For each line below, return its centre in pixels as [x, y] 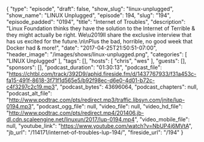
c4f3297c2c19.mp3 [31, 87]
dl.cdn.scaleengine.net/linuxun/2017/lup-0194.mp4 [71, 119]
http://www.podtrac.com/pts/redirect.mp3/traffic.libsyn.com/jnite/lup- [97, 100]
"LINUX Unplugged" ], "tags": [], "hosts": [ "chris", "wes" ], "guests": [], [96, 61]
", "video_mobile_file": [162, 119]
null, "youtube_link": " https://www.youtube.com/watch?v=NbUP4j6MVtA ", [99, 126]
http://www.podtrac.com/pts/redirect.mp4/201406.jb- [77, 113]
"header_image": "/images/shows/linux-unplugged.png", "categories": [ [97, 54]
